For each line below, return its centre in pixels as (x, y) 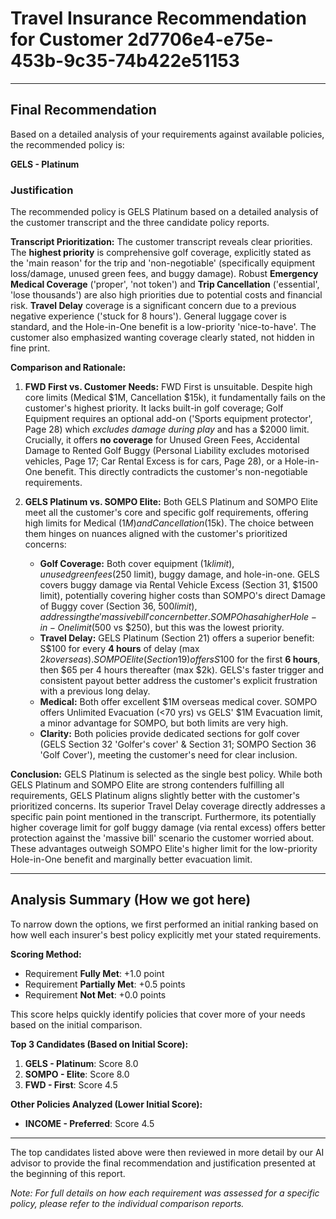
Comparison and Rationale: (68, 368)
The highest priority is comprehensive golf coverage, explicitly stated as (161, 253)
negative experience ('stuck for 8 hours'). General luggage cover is (148, 316)
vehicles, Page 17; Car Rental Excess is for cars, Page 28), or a (153, 461)
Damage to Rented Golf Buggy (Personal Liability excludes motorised (167, 451)
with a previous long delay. (95, 691)
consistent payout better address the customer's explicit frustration (178, 681)
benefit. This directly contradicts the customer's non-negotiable (176, 472)
